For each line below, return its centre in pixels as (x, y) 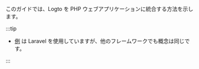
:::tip (11, 28)
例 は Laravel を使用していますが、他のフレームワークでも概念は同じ (99, 41)
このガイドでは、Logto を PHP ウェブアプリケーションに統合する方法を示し (99, 9)
